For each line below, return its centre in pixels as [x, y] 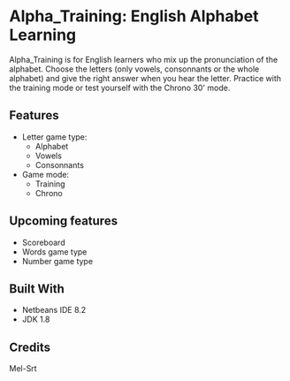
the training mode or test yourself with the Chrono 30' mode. [120, 88]
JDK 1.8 [36, 319]
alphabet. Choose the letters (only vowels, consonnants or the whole [134, 69]
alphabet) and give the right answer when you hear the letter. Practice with [145, 78]
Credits [30, 347]
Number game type [57, 261]
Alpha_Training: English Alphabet [134, 16]
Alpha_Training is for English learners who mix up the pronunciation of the [144, 59]
